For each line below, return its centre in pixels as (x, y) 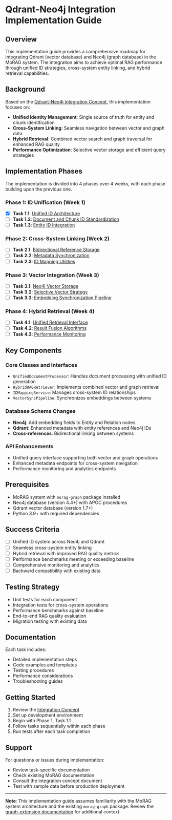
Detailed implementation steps (45, 660)
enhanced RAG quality (36, 144)
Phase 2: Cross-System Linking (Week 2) (58, 239)
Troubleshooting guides (38, 681)
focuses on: (18, 107)
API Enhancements (29, 447)
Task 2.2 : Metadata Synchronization (51, 256)
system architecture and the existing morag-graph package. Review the (80, 806)
